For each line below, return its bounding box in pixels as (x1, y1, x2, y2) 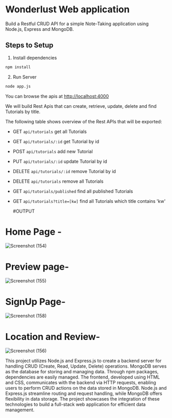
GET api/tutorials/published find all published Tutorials (12, 188, 133, 194)
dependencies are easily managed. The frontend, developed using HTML (5, 374, 160, 381)
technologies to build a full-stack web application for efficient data (5, 402, 146, 408)
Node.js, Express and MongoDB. (5, 26, 74, 32)
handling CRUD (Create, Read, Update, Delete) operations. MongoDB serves (5, 363, 167, 369)
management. (5, 407, 35, 413)
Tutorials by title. (5, 108, 41, 115)
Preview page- (5, 261, 69, 273)
